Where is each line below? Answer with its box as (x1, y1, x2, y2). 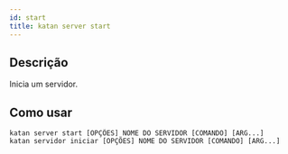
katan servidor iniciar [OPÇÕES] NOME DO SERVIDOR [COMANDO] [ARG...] (9, 137, 281, 146)
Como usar (9, 104, 73, 120)
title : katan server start (9, 22, 111, 31)
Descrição (9, 55, 69, 70)
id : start (9, 13, 47, 23)
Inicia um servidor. (9, 78, 79, 90)
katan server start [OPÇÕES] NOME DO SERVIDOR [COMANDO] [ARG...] (9, 129, 265, 138)
